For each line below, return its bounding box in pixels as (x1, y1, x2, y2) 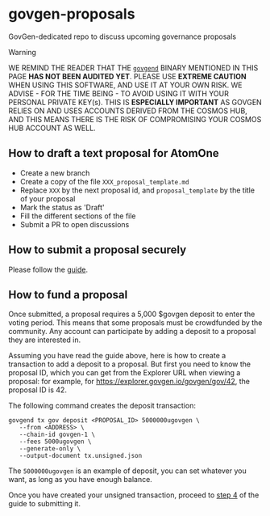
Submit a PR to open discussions (19, 219, 130, 229)
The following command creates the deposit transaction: (8, 401, 196, 411)
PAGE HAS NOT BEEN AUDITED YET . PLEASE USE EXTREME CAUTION (8, 71, 247, 81)
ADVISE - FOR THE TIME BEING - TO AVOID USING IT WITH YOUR (8, 88, 230, 98)
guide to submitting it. (8, 499, 81, 509)
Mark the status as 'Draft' (19, 202, 105, 212)
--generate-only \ (19, 445, 81, 453)
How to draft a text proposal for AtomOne (8, 146, 219, 160)
